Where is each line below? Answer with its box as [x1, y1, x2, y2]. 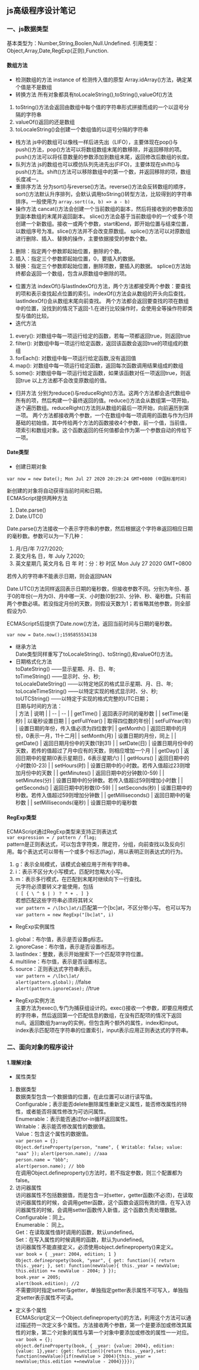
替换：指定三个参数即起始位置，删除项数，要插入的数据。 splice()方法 [15, 262, 186, 269]
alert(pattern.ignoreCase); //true [15, 985, 100, 992]
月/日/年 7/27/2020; [15, 545, 64, 553]
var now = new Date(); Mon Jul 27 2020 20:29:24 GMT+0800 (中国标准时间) [7, 476, 187, 482]
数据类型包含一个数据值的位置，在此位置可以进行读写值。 [15, 1093, 156, 1100]
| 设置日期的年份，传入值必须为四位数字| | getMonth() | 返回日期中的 [15, 725, 182, 732]
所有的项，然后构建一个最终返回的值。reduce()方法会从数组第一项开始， [15, 397, 192, 404]
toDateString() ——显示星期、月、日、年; [15, 665, 115, 673]
